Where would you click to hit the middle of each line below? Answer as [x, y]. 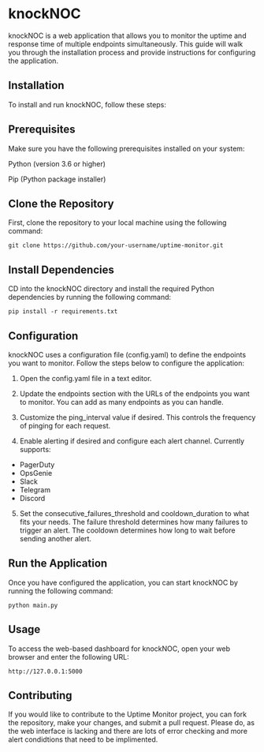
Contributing [40, 696]
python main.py [33, 605]
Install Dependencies [61, 269]
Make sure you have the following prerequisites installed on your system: [126, 148]
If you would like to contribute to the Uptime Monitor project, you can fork [127, 714]
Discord [32, 498]
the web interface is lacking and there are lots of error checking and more [128, 731]
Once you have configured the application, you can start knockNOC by [123, 582]
